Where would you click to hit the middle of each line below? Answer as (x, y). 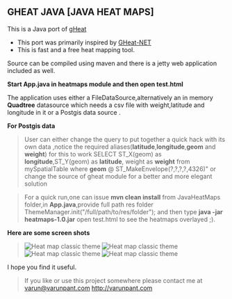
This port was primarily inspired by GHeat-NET (84, 42)
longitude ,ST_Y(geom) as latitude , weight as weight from (107, 161)
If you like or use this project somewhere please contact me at (113, 280)
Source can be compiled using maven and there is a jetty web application (112, 63)
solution (35, 184)
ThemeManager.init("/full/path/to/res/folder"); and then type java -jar (124, 211)
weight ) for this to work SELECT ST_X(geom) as (93, 154)
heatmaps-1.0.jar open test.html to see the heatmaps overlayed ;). (119, 219)
